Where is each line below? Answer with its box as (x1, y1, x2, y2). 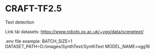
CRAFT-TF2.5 (5, 3, 62, 14)
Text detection (5, 19, 34, 25)
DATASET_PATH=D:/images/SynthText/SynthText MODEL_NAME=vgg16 (5, 43, 150, 49)
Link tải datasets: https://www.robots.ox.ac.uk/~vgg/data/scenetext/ (5, 28, 144, 34)
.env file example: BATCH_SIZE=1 (5, 38, 73, 44)
